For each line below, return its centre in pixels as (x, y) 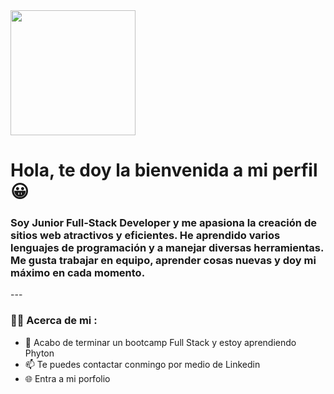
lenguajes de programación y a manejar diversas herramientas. (167, 248)
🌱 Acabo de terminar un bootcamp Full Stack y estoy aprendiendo (160, 342)
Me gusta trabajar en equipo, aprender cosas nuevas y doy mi (163, 261)
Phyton (39, 353)
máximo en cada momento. (78, 273)
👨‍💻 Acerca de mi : (54, 321)
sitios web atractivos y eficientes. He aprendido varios (145, 236)
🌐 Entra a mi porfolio (67, 378)
